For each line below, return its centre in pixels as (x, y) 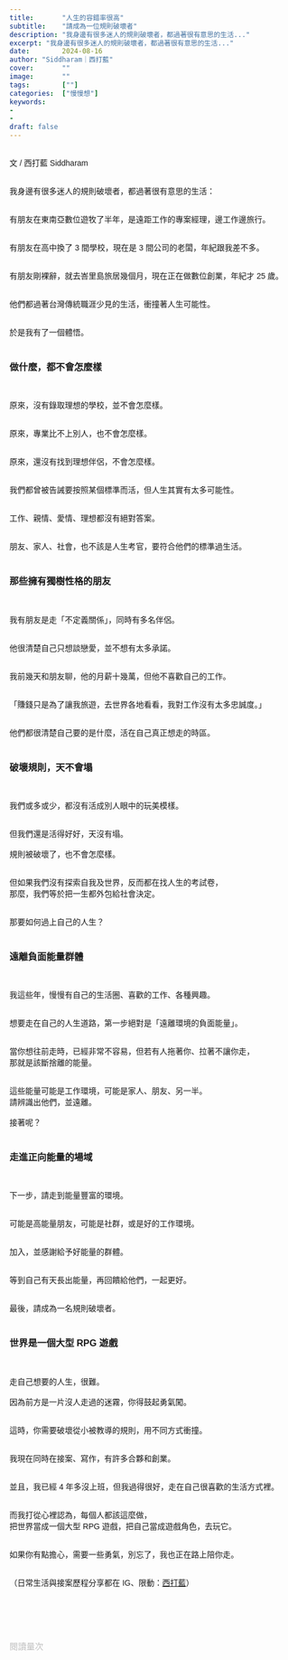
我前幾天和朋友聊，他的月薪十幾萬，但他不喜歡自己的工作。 (120, 676)
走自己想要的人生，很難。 (57, 1382)
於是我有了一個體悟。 (49, 332)
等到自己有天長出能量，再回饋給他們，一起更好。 (100, 1280)
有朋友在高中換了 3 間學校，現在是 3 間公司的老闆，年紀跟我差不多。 (137, 248)
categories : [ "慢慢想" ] (54, 93)
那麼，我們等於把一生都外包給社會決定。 (84, 894)
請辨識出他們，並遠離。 (53, 1102)
